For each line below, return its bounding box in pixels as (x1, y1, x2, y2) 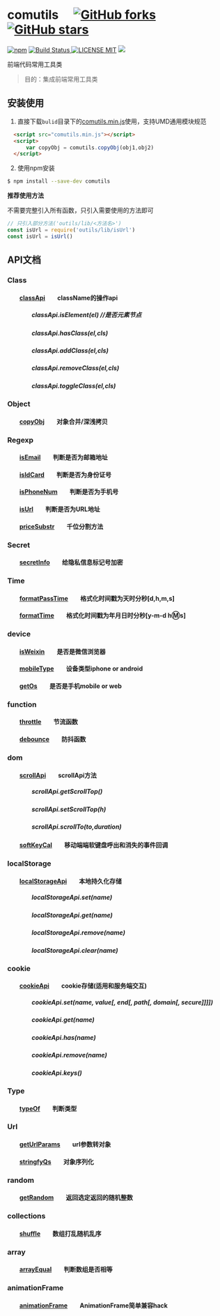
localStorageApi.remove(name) (31, 928, 125, 937)
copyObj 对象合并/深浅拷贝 (19, 417, 108, 425)
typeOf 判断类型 (19, 1104, 77, 1112)
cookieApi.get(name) (31, 1016, 95, 1024)
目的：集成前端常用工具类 (24, 75, 98, 83)
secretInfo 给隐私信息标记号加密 (19, 558, 123, 567)
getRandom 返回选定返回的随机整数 (19, 1193, 134, 1202)
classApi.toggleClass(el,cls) (31, 381, 116, 390)
